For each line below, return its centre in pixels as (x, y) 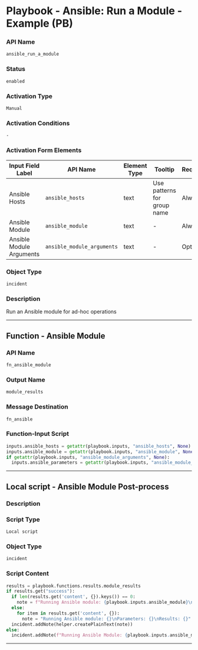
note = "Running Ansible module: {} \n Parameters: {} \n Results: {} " (106, 619)
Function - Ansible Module (56, 336)
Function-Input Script (38, 434)
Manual (14, 109)
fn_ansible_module (29, 365)
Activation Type (29, 96)
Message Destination (37, 407)
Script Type (23, 519)
